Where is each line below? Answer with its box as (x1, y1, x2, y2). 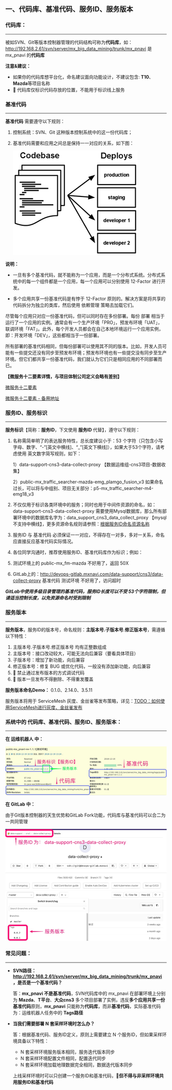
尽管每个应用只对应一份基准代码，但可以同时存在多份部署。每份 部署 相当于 (5, 313, 165, 319)
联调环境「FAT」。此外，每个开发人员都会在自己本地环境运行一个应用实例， (5, 325, 164, 332)
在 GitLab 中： (5, 801, 35, 807)
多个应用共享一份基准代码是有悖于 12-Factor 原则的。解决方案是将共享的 (12, 295, 166, 302)
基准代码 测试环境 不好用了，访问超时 (42, 577, 121, 584)
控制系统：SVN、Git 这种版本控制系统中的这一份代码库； (12, 129, 133, 135)
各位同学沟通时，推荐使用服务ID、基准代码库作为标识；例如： (12, 549, 143, 555)
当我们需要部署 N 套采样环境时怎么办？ (12, 1020, 95, 1027)
